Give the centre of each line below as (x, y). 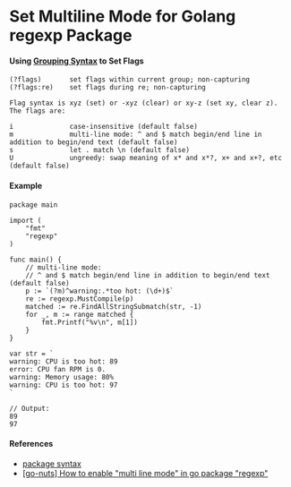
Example (26, 185)
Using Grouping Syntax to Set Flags (77, 61)
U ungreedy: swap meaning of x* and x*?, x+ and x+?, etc (145, 158)
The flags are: (38, 111)
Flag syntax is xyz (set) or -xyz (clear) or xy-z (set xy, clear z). (144, 103)
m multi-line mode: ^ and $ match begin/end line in (136, 135)
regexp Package (71, 35)
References (31, 444)
